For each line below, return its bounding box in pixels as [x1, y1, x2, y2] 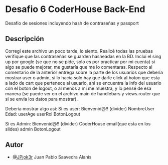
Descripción [5, 35, 44, 43]
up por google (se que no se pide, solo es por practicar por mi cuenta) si [5, 59, 155, 65]
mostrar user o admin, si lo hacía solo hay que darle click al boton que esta [5, 74, 160, 81]
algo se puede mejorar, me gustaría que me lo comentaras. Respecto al [5, 64, 153, 70]
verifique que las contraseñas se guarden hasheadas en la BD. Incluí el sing [5, 53, 161, 59]
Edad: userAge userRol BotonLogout [5, 111, 80, 117]
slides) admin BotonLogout [5, 126, 61, 132]
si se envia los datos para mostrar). [5, 96, 78, 102]
